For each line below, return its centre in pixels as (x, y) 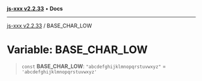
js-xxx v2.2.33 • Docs (35, 9)
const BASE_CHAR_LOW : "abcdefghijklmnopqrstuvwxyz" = (94, 66)
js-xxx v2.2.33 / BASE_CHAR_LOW (49, 26)
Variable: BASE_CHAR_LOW (77, 50)
